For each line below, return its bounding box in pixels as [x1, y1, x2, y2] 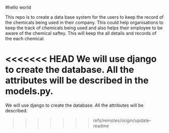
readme [93, 122, 109, 128]
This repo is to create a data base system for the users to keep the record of [5, 14, 164, 20]
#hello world [5, 5, 31, 10]
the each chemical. [5, 35, 45, 41]
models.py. [5, 85, 53, 97]
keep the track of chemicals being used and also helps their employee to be [5, 25, 163, 31]
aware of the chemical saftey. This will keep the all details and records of [5, 30, 157, 36]
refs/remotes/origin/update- [93, 117, 151, 123]
